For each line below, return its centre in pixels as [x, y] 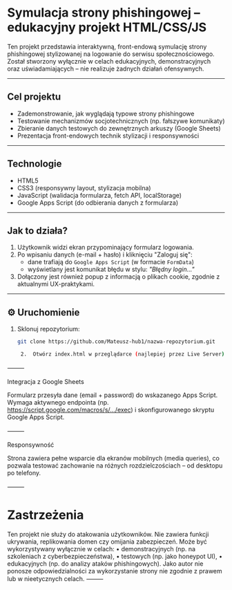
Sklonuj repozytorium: [49, 329]
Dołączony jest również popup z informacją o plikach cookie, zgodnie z [118, 277]
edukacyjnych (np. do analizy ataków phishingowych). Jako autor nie [105, 563]
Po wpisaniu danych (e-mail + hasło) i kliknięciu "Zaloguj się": [105, 255]
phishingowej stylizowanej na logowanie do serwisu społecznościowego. [111, 54]
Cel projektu [34, 97]
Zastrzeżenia [46, 515]
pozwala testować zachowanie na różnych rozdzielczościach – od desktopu [115, 465]
